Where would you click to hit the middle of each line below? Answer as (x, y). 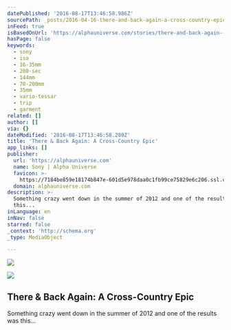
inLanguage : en (29, 212)
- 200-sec (27, 71)
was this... (22, 321)
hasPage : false (29, 39)
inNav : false (26, 218)
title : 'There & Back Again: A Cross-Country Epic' (82, 142)
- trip (23, 103)
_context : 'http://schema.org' (52, 231)
